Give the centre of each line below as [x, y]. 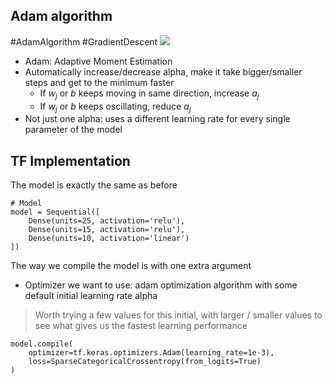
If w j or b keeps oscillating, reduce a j [115, 107]
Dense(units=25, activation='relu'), [107, 221]
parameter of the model [73, 130]
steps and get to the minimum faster [99, 82]
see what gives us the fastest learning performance [141, 326]
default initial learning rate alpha [91, 296]
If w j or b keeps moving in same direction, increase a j [149, 94]
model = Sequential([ [55, 212]
